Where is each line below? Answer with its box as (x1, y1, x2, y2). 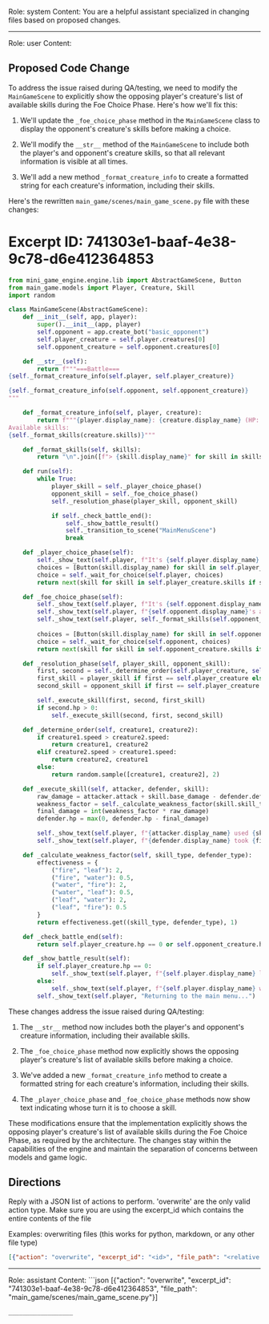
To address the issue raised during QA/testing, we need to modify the (8, 83, 238, 92)
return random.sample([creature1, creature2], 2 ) (50, 770, 220, 779)
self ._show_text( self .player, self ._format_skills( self (37, 615, 227, 624)
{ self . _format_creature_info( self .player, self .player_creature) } (8, 372, 235, 380)
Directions (8, 1176, 62, 1189)
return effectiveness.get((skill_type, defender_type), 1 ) (37, 918, 239, 926)
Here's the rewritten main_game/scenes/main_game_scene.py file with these (8, 196, 250, 205)
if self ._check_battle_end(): (50, 512, 152, 520)
